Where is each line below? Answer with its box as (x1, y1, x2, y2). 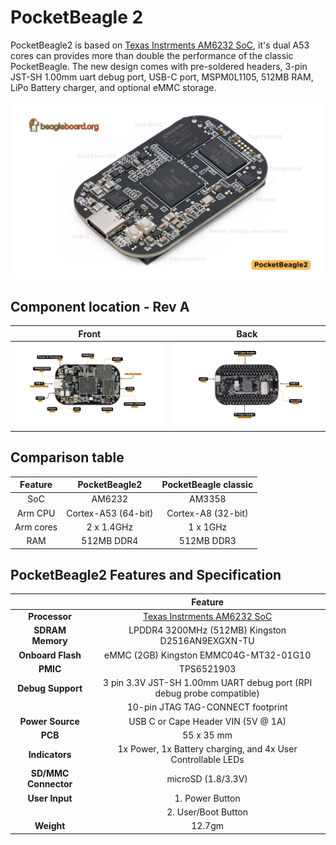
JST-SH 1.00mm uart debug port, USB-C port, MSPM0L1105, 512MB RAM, (10, 71, 314, 83)
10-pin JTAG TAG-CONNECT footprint (126, 701, 288, 713)
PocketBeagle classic (161, 479, 254, 491)
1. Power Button (174, 792, 241, 804)
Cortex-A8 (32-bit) (166, 507, 249, 519)
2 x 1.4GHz (86, 521, 134, 533)
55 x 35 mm (182, 729, 233, 741)
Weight (34, 820, 66, 832)
